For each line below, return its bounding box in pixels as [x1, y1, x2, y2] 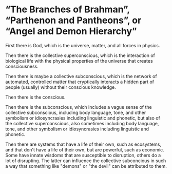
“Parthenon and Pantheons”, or [5, 14, 142, 26]
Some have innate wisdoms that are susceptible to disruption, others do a [5, 152, 161, 158]
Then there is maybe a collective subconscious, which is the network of [5, 73, 158, 79]
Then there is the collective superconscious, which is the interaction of [5, 52, 155, 59]
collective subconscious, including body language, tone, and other [5, 109, 146, 115]
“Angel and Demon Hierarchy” [5, 26, 137, 37]
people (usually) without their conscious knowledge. [5, 84, 117, 90]
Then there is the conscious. [5, 94, 66, 100]
